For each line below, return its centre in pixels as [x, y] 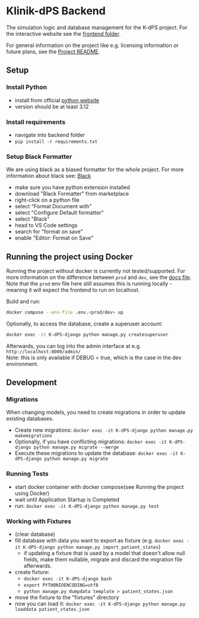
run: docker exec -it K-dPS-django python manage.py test [87, 506]
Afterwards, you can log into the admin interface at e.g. [74, 346]
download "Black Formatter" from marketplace [72, 194]
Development [32, 383]
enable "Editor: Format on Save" [54, 238]
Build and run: [23, 302]
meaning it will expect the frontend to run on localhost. [73, 290]
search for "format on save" [49, 232]
